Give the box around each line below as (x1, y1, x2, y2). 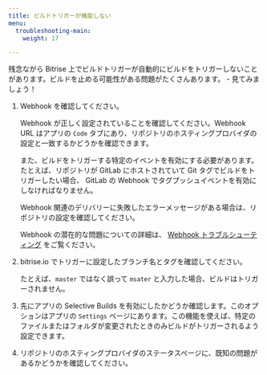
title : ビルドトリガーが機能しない (8, 11, 111, 20)
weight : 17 (22, 34, 59, 43)
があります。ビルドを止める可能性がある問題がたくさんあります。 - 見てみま (8, 74, 261, 84)
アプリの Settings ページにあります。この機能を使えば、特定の (47, 311, 257, 321)
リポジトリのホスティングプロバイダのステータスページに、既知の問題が (19, 349, 258, 358)
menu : (8, 19, 26, 27)
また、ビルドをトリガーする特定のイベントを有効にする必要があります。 (19, 156, 259, 165)
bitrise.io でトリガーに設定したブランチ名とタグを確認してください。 (19, 257, 247, 267)
